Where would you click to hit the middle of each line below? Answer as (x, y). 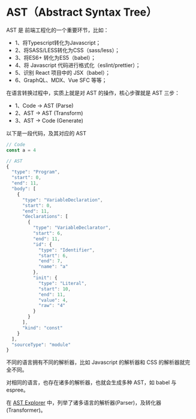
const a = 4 (21, 150)
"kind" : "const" (42, 328)
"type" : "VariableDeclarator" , (72, 228)
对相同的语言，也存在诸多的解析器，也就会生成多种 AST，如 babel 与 (91, 382)
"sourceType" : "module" (41, 345)
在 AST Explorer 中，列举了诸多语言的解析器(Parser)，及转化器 (84, 403)
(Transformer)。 (26, 410)
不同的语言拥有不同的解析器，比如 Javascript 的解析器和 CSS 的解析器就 (96, 362)
